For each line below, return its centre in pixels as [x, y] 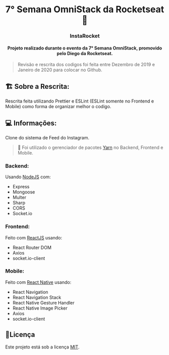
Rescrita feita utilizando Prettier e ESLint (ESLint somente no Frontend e [80, 101]
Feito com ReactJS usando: [34, 237]
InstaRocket [85, 36]
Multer [19, 197]
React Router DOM [32, 247]
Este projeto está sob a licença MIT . [42, 347]
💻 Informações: [31, 123]
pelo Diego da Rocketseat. [85, 53]
